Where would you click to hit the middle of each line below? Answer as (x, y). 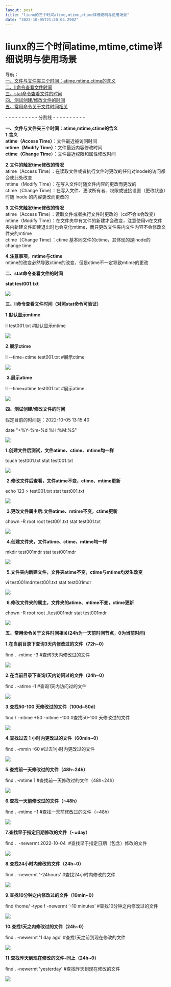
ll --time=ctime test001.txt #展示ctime (45, 357)
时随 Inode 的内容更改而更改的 (37, 197)
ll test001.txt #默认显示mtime (36, 326)
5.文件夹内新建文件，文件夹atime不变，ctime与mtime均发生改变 (75, 572)
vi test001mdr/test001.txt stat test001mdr (48, 582)
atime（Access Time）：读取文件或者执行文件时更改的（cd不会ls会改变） (82, 214)
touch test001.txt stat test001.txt (39, 461)
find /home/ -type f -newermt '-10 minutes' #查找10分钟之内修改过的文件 (82, 906)
